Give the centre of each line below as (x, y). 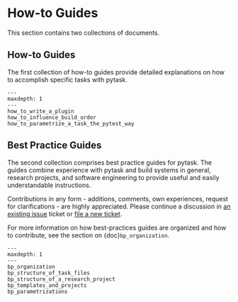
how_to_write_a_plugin (41, 111)
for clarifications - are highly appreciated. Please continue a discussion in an (119, 206)
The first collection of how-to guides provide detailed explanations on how (116, 72)
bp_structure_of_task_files (49, 273)
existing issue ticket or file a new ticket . (65, 213)
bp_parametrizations (38, 291)
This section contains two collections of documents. (84, 33)
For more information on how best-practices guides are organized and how (117, 228)
